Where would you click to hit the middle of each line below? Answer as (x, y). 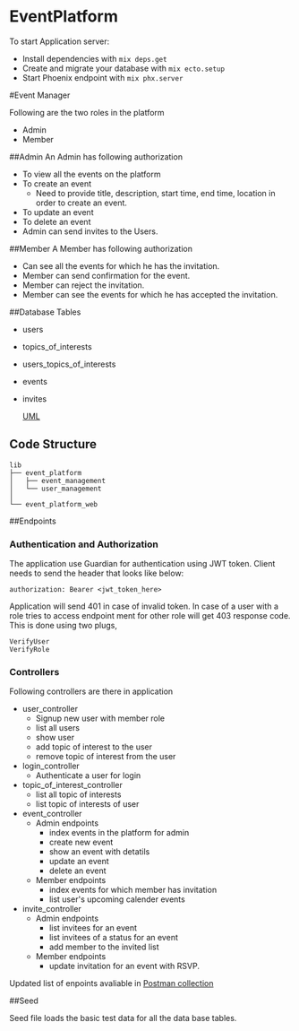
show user (55, 738)
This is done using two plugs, (64, 626)
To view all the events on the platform (91, 174)
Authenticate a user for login (88, 775)
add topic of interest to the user (94, 747)
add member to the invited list (104, 947)
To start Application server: (60, 41)
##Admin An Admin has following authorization (96, 156)
